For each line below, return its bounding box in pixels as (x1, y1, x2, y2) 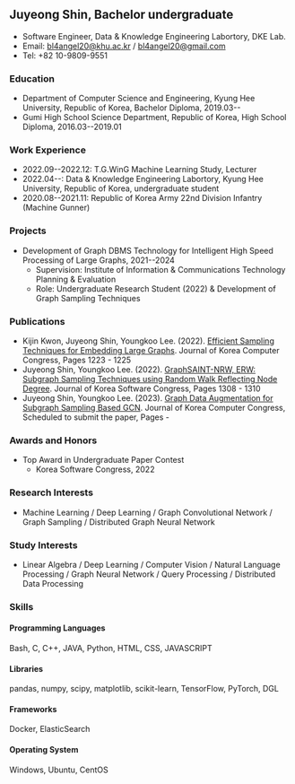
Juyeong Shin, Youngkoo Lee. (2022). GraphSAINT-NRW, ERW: (22, 364, 256, 375)
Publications (9, 315, 65, 327)
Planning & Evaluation (35, 274, 117, 284)
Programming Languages (9, 623, 106, 633)
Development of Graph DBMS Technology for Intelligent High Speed (22, 245, 273, 256)
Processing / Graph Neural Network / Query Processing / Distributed (22, 569, 276, 579)
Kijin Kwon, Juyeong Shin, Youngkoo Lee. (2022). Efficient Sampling (22, 335, 275, 346)
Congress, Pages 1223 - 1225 (22, 354, 132, 365)
